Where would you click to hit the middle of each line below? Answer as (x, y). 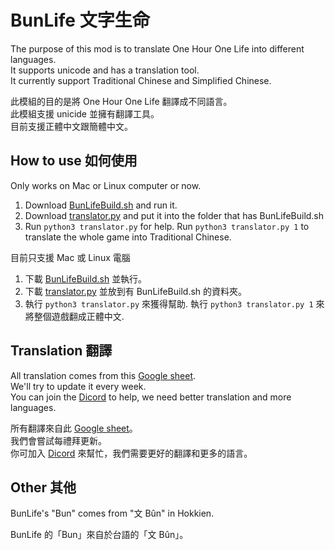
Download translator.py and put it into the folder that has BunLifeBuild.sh (174, 215)
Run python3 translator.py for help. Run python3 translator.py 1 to (167, 226)
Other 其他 (43, 487)
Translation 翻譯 (61, 351)
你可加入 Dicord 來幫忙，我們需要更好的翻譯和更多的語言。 (131, 453)
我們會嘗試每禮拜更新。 (58, 440)
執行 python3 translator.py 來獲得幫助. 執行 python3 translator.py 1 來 (174, 303)
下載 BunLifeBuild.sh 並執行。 (86, 278)
